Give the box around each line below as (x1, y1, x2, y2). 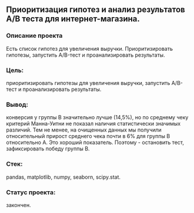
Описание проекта (6, 32, 63, 40)
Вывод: (6, 100, 28, 109)
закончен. (6, 201, 31, 208)
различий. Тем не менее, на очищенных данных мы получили (6, 126, 162, 133)
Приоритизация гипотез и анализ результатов (6, 5, 185, 15)
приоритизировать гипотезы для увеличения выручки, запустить (6, 79, 170, 86)
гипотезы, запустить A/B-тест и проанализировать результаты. (6, 51, 166, 58)
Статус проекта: (6, 188, 56, 196)
